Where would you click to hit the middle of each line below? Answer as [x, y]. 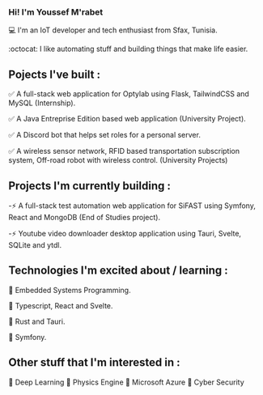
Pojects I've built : [55, 74]
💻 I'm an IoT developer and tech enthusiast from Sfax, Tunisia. [113, 30]
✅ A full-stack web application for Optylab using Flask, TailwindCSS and [129, 94]
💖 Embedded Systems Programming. [70, 290]
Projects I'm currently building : [90, 186]
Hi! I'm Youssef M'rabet [56, 12]
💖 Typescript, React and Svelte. [61, 305]
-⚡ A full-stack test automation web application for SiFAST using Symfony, [132, 206]
